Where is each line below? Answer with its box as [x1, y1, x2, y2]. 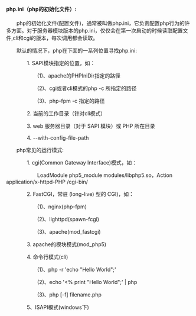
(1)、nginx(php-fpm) [37, 203, 87, 210]
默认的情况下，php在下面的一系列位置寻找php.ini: [17, 47, 137, 54]
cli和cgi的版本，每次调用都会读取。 [12, 34, 99, 41]
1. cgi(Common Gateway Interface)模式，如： [27, 159, 138, 166]
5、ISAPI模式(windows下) [27, 304, 90, 311]
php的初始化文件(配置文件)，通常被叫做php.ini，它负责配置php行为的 [17, 20, 185, 27]
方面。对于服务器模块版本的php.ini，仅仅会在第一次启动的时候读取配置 [11, 27, 183, 34]
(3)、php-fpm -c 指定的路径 [37, 98, 105, 105]
